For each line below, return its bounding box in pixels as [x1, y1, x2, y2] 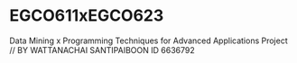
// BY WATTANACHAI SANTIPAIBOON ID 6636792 [9, 44, 196, 55]
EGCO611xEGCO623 [9, 5, 164, 26]
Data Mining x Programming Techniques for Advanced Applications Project [9, 35, 289, 46]
